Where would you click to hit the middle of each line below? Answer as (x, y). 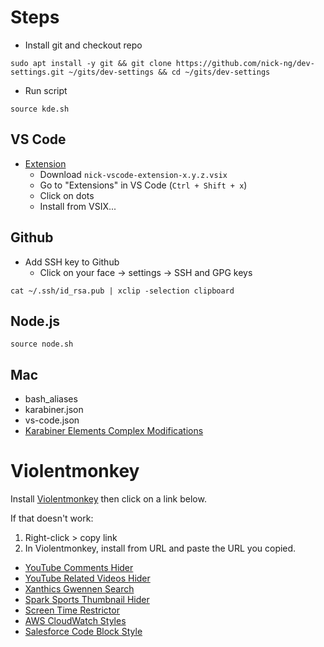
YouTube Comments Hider (79, 568)
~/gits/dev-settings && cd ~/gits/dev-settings (169, 72)
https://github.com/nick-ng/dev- (245, 63)
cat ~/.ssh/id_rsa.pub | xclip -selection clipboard (122, 291)
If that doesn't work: (52, 518)
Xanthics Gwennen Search (79, 589)
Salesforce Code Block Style (83, 632)
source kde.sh (40, 109)
